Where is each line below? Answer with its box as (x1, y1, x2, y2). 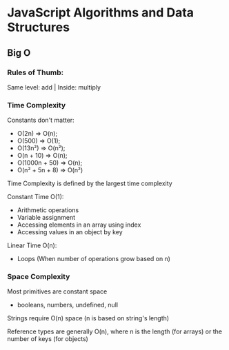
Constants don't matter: (7, 116, 74, 125)
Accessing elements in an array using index (17, 220, 141, 229)
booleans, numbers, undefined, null (17, 301, 119, 309)
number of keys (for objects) (7, 335, 88, 343)
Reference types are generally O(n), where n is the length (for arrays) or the (7, 327, 223, 336)
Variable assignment (17, 214, 76, 222)
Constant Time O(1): (7, 193, 64, 201)
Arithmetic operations (17, 206, 79, 214)
